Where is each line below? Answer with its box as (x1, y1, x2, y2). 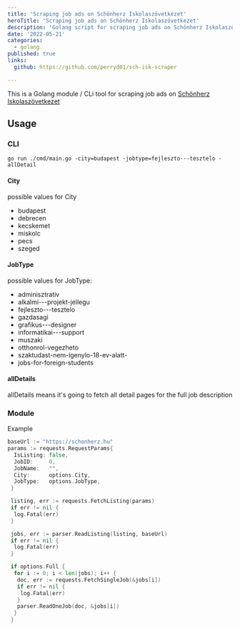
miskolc (17, 229, 41, 238)
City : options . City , (14, 472, 91, 479)
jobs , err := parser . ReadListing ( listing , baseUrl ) (10, 530, 168, 537)
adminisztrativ (17, 290, 60, 298)
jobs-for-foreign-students (17, 358, 94, 367)
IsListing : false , (14, 451, 69, 459)
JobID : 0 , (14, 458, 56, 465)
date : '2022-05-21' (7, 30, 66, 38)
